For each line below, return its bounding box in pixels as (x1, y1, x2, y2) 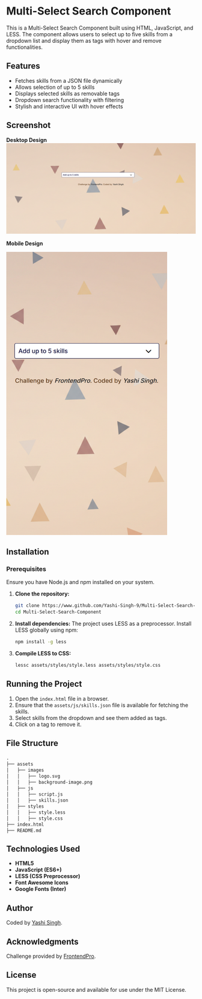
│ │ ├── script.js (6, 791, 63, 797)
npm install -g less (14, 639, 67, 645)
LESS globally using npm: (14, 626, 78, 634)
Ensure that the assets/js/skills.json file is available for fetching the (14, 701, 188, 708)
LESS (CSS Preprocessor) (14, 873, 81, 880)
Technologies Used (6, 844, 80, 854)
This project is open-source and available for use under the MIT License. (6, 986, 186, 993)
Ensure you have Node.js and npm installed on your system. (6, 579, 155, 586)
